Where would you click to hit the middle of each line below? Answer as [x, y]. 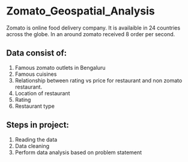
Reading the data [36, 139]
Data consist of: [37, 53]
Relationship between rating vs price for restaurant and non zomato [99, 80]
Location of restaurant [42, 93]
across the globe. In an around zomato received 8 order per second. [91, 34]
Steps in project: [38, 125]
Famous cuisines [36, 74]
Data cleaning [32, 146]
